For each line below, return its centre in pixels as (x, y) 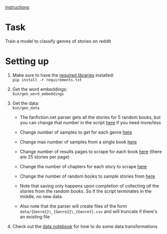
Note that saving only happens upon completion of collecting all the (89, 186)
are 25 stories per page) (45, 157)
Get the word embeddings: (40, 89)
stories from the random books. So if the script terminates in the (86, 191)
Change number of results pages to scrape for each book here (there (91, 151)
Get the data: (26, 103)
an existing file (35, 217)
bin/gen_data (26, 108)
